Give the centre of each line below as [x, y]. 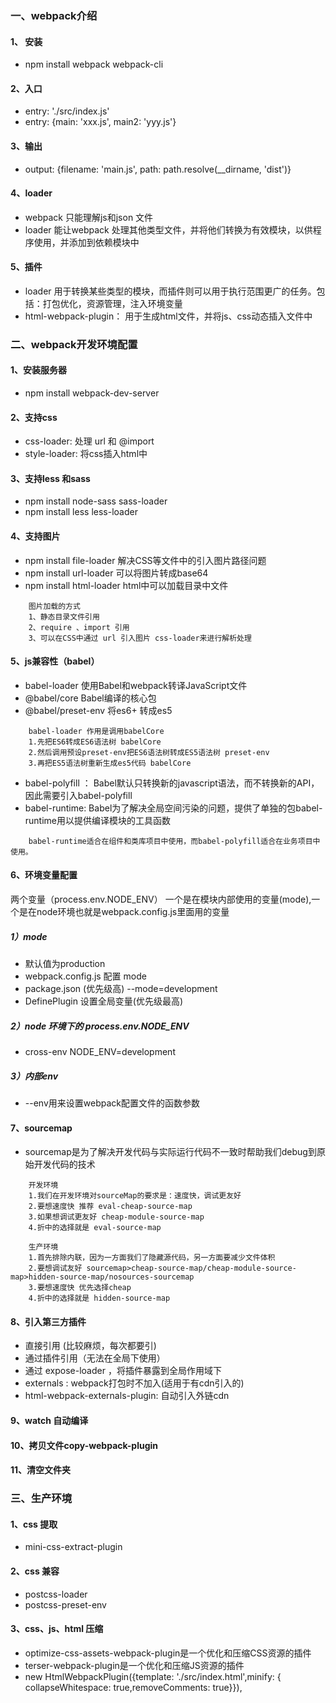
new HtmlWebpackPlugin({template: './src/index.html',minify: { [153, 1676]
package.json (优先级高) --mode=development [121, 989]
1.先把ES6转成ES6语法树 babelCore [95, 742]
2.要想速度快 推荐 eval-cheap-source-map [110, 1207]
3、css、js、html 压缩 [57, 1629]
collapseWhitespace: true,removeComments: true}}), [133, 1687]
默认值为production [65, 964]
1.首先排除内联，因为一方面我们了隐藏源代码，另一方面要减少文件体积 [152, 1258]
